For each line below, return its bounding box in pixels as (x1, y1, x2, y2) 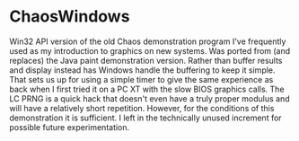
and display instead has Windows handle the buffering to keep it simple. (9, 65, 276, 75)
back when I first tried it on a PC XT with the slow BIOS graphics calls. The (9, 84, 285, 94)
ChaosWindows (9, 6, 130, 27)
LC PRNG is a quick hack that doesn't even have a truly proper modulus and (9, 93, 290, 104)
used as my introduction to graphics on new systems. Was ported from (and (9, 45, 291, 56)
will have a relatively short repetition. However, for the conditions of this (9, 102, 275, 113)
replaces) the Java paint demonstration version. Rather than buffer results (9, 55, 283, 66)
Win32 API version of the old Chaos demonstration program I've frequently (9, 36, 286, 47)
